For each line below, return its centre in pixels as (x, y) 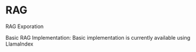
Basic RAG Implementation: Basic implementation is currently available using (98, 37)
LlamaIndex (19, 44)
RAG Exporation (25, 26)
